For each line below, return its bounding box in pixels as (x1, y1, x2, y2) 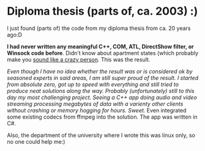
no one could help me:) (7, 138, 65, 145)
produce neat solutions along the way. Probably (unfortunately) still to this (7, 87, 195, 94)
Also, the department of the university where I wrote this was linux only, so (7, 131, 195, 139)
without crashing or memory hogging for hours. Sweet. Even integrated (7, 106, 187, 114)
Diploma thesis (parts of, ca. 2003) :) (7, 4, 198, 18)
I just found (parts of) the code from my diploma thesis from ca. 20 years (7, 24, 191, 32)
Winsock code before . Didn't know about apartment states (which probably (7, 49, 198, 56)
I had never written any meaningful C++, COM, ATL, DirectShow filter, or (7, 43, 195, 50)
